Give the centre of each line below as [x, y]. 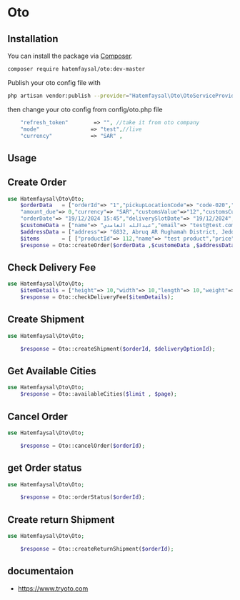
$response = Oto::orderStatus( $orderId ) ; [82, 497]
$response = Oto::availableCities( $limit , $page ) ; [99, 394]
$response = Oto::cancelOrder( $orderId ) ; [82, 446]
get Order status [45, 468]
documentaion [40, 571]
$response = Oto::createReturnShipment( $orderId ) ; [97, 549]
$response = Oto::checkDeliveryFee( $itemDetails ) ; [97, 297]
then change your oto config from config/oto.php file [85, 109]
